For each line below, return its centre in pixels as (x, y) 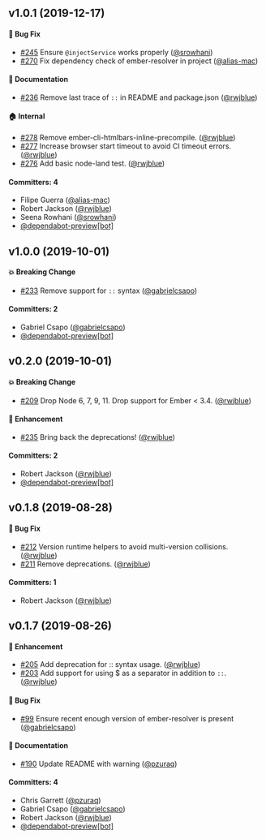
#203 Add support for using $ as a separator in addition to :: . (123, 673)
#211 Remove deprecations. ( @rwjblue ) (86, 564)
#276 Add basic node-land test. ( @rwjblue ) (92, 163)
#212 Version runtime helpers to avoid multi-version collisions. (124, 546)
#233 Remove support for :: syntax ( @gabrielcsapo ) (109, 290)
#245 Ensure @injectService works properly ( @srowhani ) (116, 52)
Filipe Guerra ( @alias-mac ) (65, 200)
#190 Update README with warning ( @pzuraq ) (99, 764)
